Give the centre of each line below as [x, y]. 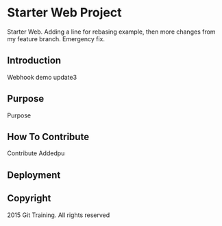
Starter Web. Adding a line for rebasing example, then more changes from [111, 32]
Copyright [29, 198]
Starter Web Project [64, 13]
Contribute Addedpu [36, 153]
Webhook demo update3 [42, 77]
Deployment [34, 175]
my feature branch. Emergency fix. [56, 38]
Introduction [34, 61]
